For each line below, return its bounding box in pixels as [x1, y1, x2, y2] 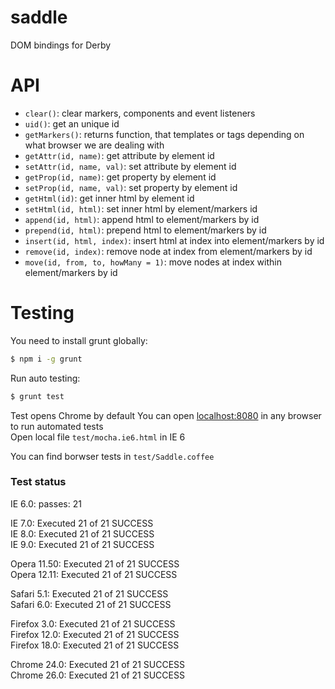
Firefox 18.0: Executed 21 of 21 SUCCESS [10, 639, 180, 651]
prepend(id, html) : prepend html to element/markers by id [24, 224, 267, 236]
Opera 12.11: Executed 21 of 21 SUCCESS [10, 568, 178, 580]
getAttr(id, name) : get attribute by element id [24, 149, 215, 161]
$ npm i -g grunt [10, 354, 83, 364]
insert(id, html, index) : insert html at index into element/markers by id [24, 234, 325, 246]
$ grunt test [10, 391, 65, 401]
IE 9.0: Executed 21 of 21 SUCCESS [10, 538, 155, 550]
